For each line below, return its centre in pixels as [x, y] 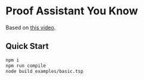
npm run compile [26, 66]
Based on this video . [31, 27]
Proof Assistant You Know [72, 11]
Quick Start [27, 46]
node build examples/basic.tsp [45, 71]
